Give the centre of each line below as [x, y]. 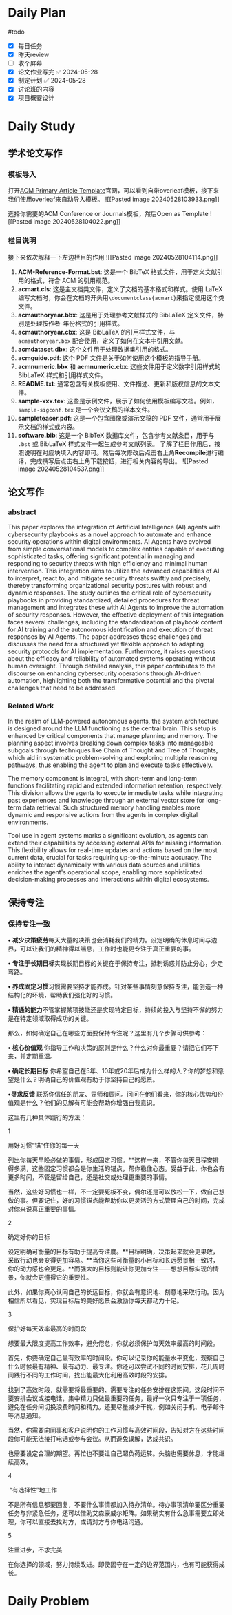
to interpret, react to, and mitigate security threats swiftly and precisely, [109, 578]
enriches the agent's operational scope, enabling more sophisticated [105, 872]
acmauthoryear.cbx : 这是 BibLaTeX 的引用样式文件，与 [96, 332]
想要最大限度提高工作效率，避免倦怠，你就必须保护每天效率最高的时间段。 [113, 1343]
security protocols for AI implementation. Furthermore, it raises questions [112, 651]
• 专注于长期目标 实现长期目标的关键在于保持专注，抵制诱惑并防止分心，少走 [115, 963]
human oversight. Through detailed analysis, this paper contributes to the [112, 666]
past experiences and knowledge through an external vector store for [106, 800]
